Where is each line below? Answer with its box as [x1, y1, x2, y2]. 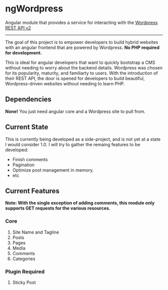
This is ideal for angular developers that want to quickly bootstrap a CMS [5, 59, 155, 65]
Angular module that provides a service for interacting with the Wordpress [5, 19, 158, 25]
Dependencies [5, 95, 51, 104]
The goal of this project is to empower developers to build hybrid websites [5, 39, 158, 45]
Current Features [5, 187, 60, 195]
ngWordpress [5, 3, 63, 14]
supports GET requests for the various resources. [5, 205, 111, 211]
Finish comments [12, 156, 48, 162]
